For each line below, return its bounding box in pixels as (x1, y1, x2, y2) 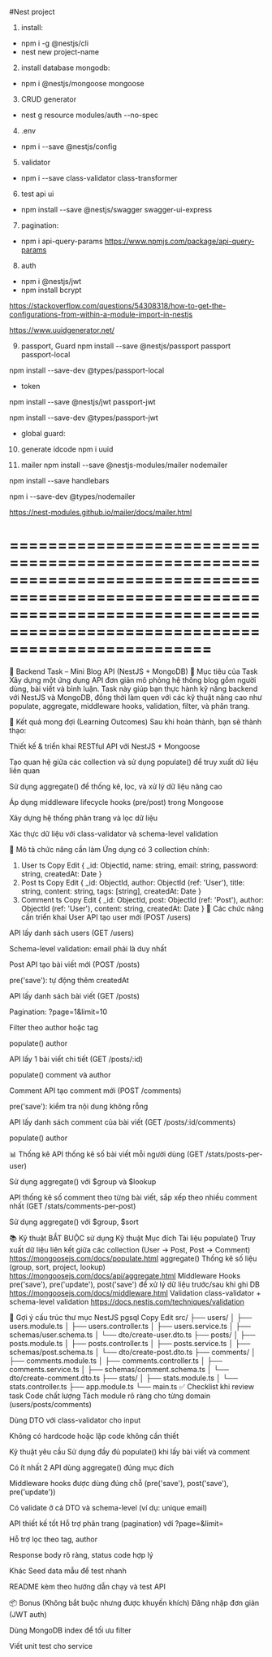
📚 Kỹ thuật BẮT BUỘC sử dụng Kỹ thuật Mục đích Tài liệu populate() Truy (9, 1233, 257, 1243)
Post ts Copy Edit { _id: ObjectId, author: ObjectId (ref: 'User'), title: (20, 877, 245, 887)
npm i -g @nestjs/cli (20, 38, 89, 48)
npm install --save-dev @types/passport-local (9, 365, 165, 375)
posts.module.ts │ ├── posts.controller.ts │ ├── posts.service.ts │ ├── (9, 1338, 251, 1348)
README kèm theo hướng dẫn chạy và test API (9, 1581, 166, 1591)
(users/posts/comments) (9, 1399, 93, 1409)
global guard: (20, 429, 66, 438)
